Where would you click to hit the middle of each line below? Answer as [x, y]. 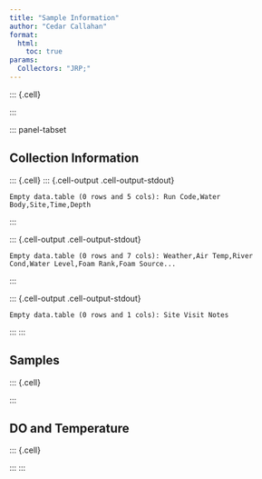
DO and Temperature [69, 428]
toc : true [44, 52]
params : [24, 60]
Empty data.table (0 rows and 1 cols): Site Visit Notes [119, 314]
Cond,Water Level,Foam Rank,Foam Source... [93, 264]
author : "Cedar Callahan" [58, 26]
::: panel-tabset [38, 129]
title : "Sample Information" [64, 18]
